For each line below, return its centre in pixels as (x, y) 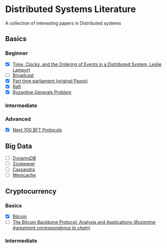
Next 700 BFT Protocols (37, 130)
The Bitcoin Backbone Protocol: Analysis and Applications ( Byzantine (84, 222)
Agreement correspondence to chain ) (51, 228)
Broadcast (23, 75)
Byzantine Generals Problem (42, 92)
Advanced (18, 119)
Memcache (24, 175)
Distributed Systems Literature (71, 9)
